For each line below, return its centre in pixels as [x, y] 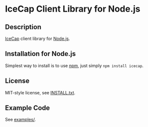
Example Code [28, 108]
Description [23, 27]
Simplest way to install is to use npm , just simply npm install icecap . [74, 65]
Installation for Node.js [41, 54]
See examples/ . [20, 120]
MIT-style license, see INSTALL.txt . [40, 92]
